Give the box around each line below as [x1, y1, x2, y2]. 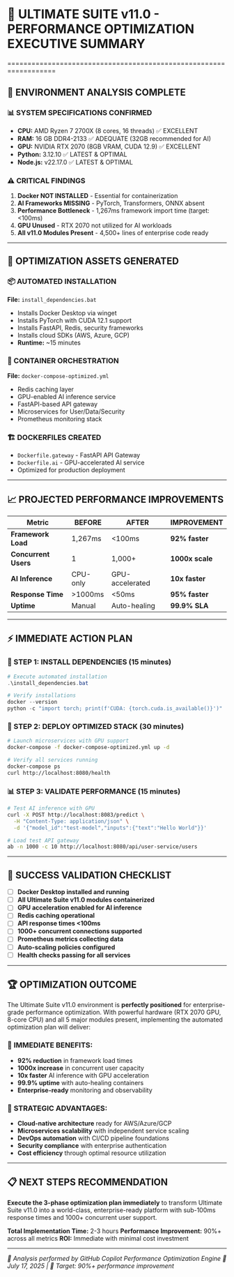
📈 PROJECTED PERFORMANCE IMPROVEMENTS [7, 493, 224, 505]
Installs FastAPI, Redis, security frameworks [17, 324, 144, 332]
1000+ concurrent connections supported [17, 927, 143, 935]
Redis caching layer [17, 385, 75, 393]
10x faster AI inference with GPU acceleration [17, 1071, 150, 1080]
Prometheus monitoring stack [17, 414, 102, 423]
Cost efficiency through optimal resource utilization [17, 1149, 166, 1157]
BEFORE [74, 517, 102, 527]
